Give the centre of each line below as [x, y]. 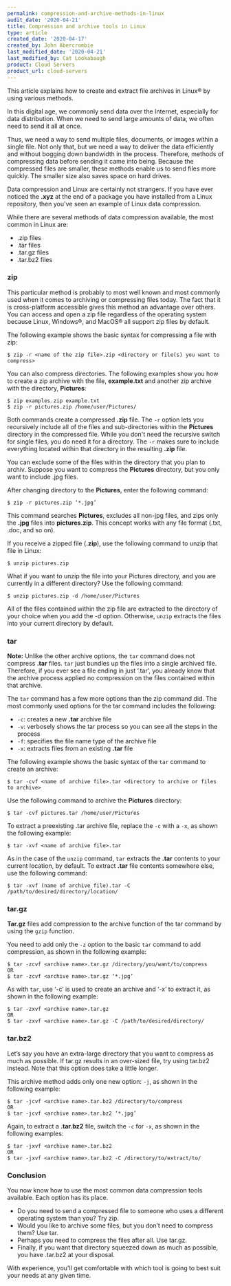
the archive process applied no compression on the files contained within [111, 678]
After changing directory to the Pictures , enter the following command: [108, 490]
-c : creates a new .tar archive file [64, 719]
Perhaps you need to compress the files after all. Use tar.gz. [102, 1240]
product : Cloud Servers [41, 65]
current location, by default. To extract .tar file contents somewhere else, [111, 866]
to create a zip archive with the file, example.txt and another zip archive [109, 381]
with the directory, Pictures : [47, 388]
